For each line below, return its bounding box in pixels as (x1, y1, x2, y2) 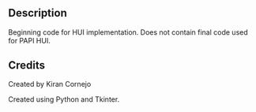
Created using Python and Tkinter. (8, 95, 120, 104)
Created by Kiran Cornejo (8, 80, 92, 89)
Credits (8, 58, 46, 72)
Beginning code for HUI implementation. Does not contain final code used (8, 27, 249, 37)
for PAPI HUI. (8, 35, 51, 45)
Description (8, 6, 67, 20)
